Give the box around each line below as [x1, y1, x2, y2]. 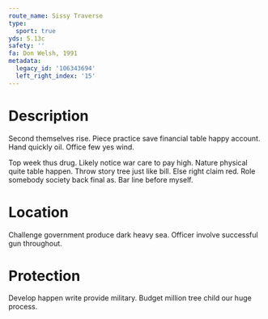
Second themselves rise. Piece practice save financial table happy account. [8, 133, 261, 143]
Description [8, 107, 89, 125]
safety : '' [8, 42, 45, 50]
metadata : [8, 57, 42, 65]
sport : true [15, 27, 57, 35]
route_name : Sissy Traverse [8, 11, 104, 20]
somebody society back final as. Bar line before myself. [8, 174, 194, 184]
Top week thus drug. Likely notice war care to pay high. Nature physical [8, 157, 249, 167]
